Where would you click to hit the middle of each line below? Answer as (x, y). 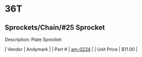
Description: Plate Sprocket (33, 39)
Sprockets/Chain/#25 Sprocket (55, 27)
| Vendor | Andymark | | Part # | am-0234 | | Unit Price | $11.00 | (71, 49)
